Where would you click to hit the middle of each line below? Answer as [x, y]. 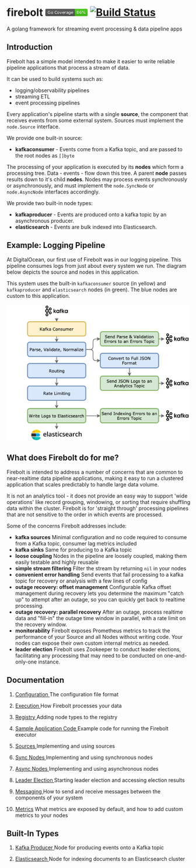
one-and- [175, 655]
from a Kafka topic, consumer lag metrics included [76, 543]
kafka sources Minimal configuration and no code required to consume [101, 537]
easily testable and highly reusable [57, 562]
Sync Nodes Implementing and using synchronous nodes [84, 757]
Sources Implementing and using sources [65, 746]
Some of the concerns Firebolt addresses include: [67, 526]
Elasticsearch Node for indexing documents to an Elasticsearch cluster [100, 859]
